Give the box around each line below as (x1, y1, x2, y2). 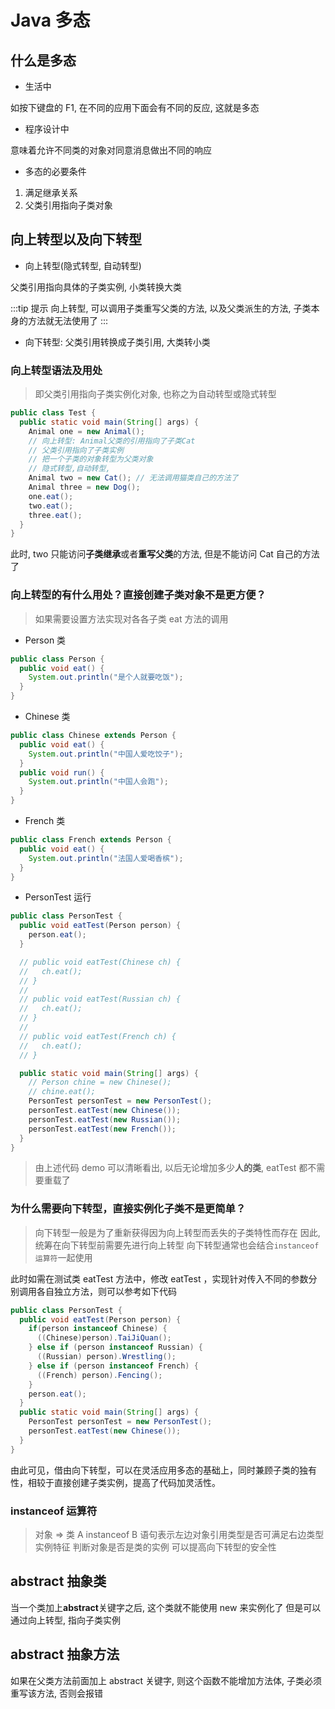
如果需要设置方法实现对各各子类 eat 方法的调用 (34, 612, 229, 625)
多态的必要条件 (24, 166, 87, 177)
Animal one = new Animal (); (28, 426, 145, 436)
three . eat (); (28, 510, 83, 520)
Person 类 (24, 634, 67, 646)
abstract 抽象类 (10, 1573, 107, 1590)
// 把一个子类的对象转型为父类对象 (28, 454, 154, 465)
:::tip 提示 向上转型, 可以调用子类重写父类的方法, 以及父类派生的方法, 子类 (10, 302, 312, 314)
